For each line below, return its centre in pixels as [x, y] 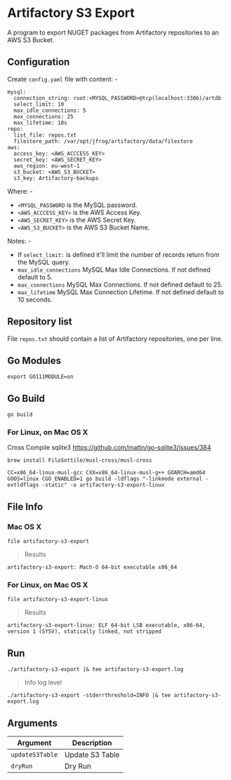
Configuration [39, 62]
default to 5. [35, 277]
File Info [25, 507]
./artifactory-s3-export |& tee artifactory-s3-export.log [95, 669]
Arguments [33, 723]
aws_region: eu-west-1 [47, 166]
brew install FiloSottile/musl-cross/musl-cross [80, 460]
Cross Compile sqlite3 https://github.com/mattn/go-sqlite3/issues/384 [110, 448]
